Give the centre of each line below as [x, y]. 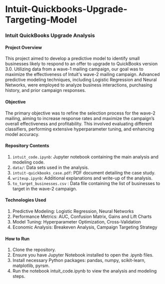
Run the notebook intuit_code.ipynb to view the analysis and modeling [84, 271]
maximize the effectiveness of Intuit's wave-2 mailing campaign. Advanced [82, 74]
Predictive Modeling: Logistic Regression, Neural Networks [73, 211]
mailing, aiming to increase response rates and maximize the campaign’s [80, 118]
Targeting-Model [41, 20]
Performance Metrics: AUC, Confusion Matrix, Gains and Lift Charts [82, 216]
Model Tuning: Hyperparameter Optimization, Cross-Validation [77, 221]
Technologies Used [26, 200]
